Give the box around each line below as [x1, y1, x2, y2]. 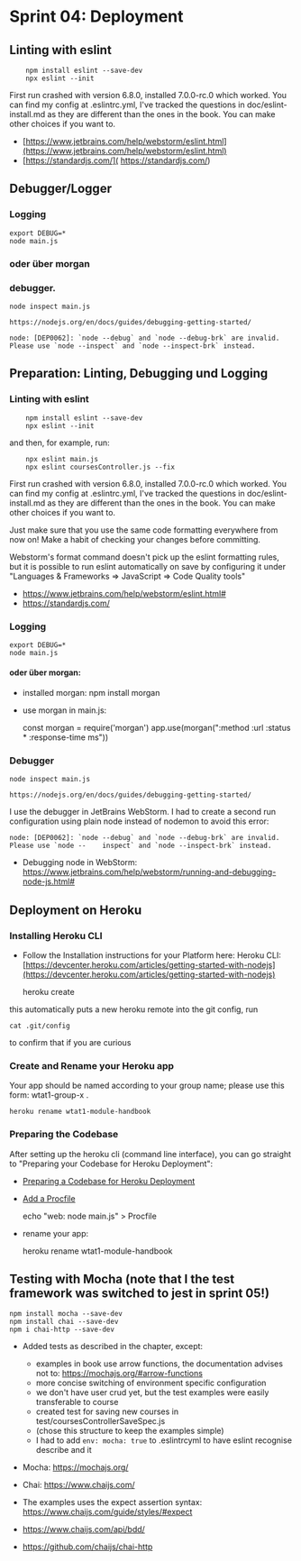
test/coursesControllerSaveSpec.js [35, 1416, 166, 1427]
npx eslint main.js [25, 454, 99, 463]
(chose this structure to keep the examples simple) [35, 1426, 224, 1437]
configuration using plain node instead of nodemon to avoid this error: [9, 816, 269, 826]
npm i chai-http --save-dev [9, 1325, 115, 1335]
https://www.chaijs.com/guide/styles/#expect [22, 1507, 193, 1518]
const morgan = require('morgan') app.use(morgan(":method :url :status [22, 723, 291, 734]
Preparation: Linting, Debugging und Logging [9, 366, 269, 381]
